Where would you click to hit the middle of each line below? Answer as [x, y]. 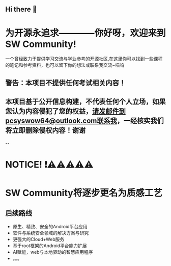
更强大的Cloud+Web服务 [38, 239]
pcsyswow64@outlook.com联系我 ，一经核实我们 [84, 121]
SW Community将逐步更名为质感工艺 [84, 193]
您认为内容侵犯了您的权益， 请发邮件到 [65, 111]
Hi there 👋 [21, 9]
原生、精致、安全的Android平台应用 [50, 226]
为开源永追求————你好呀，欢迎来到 [86, 33]
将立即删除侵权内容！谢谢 [45, 130]
